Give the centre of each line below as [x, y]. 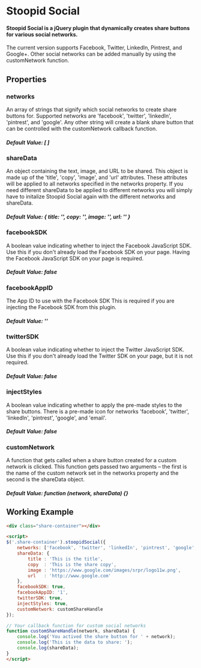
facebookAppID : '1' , [43, 592]
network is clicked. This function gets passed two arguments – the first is [97, 467]
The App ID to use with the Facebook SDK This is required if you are [91, 301]
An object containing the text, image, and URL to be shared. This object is [97, 171]
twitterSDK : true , [40, 598]
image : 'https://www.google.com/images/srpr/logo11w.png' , [104, 570]
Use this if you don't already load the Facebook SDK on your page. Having [98, 252]
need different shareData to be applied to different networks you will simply [100, 190]
